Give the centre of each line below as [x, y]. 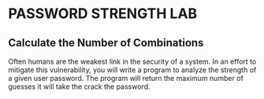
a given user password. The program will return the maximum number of [126, 78]
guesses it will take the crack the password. [80, 86]
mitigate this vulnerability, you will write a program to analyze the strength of [132, 70]
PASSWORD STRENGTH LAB [103, 14]
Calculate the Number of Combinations [106, 43]
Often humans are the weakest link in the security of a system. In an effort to [132, 61]
